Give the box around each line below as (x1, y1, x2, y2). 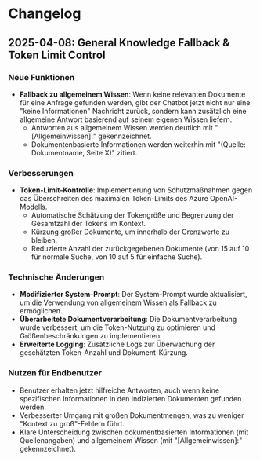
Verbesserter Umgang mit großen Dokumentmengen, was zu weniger (19, 410, 244, 420)
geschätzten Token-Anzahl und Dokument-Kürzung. (19, 348, 188, 357)
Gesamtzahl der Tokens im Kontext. (31, 219, 146, 229)
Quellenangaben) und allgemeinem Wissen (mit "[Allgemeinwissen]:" (19, 435, 243, 445)
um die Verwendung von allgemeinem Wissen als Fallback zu (19, 298, 217, 307)
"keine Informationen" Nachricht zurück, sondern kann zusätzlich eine (19, 106, 247, 115)
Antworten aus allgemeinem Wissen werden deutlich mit (31, 123, 214, 132)
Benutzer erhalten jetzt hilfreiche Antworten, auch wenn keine (19, 386, 220, 395)
